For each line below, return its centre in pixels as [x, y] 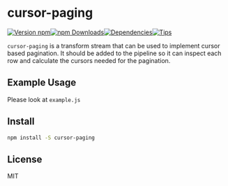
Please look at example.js [44, 99]
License [25, 159]
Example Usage [42, 83]
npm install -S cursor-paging [51, 138]
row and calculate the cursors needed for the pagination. [89, 60]
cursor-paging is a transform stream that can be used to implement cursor [114, 45]
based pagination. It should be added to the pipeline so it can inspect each [114, 53]
